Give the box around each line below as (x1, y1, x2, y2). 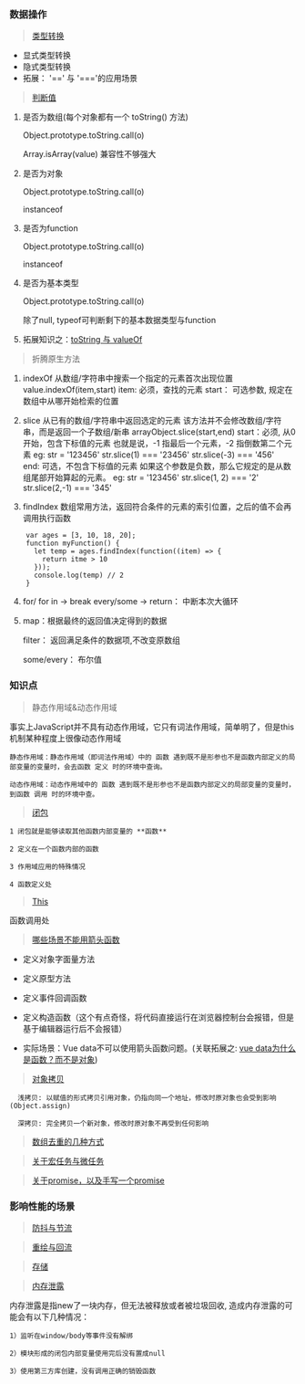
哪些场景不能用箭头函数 (31, 934, 120, 945)
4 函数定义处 (9, 879, 52, 889)
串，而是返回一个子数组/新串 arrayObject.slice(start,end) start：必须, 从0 (22, 426, 296, 437)
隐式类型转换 (22, 61, 71, 72)
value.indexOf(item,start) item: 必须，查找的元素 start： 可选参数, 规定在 (22, 384, 293, 395)
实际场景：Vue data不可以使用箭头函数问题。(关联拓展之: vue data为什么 (22, 1043, 297, 1054)
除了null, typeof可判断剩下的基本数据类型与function (22, 315, 217, 326)
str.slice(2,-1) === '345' (22, 482, 112, 494)
